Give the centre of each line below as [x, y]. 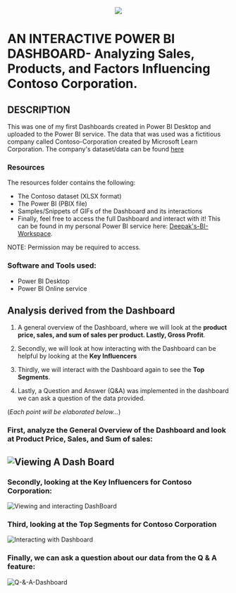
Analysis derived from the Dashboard [91, 310]
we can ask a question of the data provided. [81, 399]
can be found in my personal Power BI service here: [93, 226]
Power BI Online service [52, 288]
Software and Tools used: [52, 266]
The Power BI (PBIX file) [52, 204]
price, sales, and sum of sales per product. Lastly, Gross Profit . [111, 335]
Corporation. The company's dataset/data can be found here [96, 149]
